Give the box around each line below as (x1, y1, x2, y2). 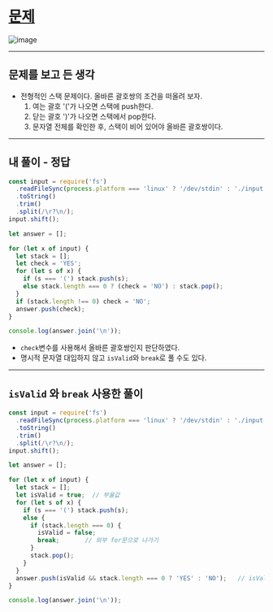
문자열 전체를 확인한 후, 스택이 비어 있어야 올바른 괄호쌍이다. (32, 121, 223, 131)
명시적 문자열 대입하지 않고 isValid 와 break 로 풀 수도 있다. (19, 353, 207, 362)
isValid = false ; (37, 529, 96, 537)
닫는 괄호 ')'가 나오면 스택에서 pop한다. (32, 111, 157, 121)
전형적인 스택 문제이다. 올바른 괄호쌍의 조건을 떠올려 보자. (19, 91, 203, 101)
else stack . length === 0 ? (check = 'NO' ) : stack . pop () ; (23, 282, 223, 291)
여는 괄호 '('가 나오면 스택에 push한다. (32, 101, 154, 111)
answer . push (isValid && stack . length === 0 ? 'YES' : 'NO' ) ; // (15, 574, 245, 582)
